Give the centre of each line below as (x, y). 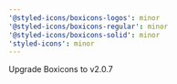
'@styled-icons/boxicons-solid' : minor (84, 35)
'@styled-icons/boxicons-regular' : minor (88, 26)
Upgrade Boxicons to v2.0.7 (61, 69)
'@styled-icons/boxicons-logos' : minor (84, 18)
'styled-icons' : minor (52, 43)
